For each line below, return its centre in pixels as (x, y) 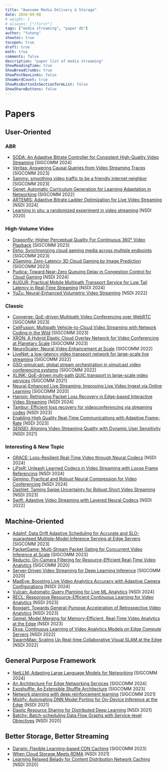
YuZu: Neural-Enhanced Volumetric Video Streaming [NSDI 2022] (80, 293)
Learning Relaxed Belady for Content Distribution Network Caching (81, 759)
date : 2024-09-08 (23, 15)
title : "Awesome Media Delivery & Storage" (51, 10)
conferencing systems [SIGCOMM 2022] (54, 370)
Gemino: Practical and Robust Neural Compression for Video (75, 479)
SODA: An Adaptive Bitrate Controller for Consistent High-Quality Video (86, 157)
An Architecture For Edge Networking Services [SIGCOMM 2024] (80, 683)
